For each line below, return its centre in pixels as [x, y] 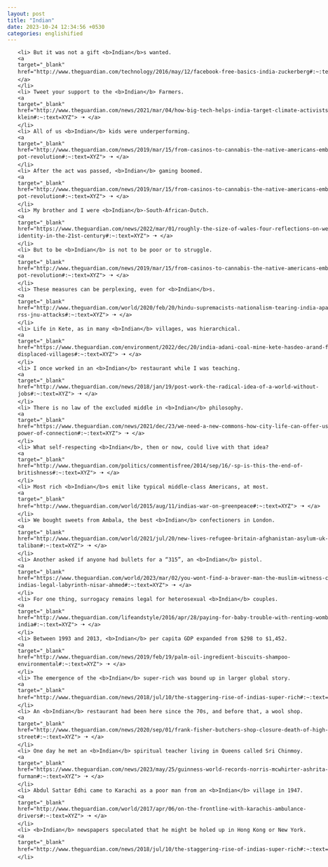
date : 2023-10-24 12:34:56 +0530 [56, 27]
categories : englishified [45, 33]
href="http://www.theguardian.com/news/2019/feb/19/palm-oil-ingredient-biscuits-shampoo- [154, 657]
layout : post [26, 14]
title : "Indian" [31, 20]
